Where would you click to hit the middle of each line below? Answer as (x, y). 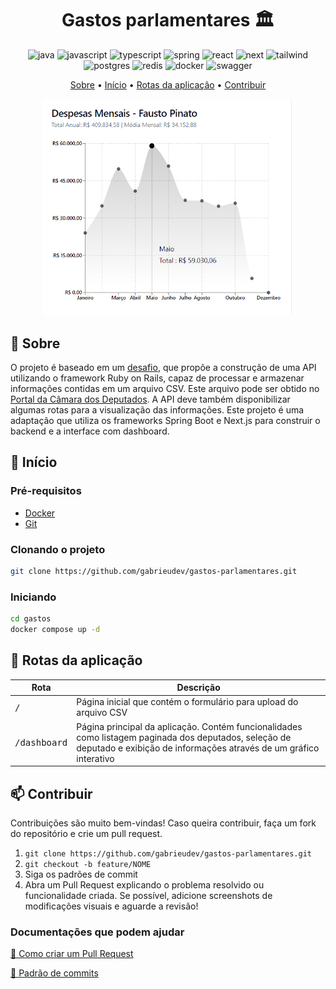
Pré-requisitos (46, 491)
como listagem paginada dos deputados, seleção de (184, 737)
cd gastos (31, 619)
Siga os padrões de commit (81, 874)
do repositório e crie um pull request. (86, 833)
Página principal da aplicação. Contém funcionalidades (189, 726)
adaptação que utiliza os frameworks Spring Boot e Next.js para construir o (165, 420)
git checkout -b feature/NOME (88, 864)
